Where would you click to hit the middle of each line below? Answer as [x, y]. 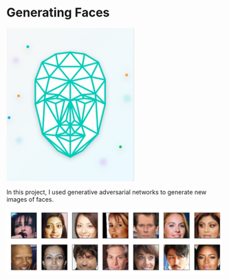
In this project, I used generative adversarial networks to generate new [107, 192]
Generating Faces [58, 13]
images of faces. [30, 199]
